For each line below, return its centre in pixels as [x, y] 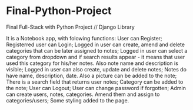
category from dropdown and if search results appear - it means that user [96, 57]
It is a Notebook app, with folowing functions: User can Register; [84, 38]
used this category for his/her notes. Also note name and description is [92, 63]
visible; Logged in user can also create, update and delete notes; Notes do [96, 69]
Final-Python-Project [59, 11]
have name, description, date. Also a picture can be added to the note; [91, 75]
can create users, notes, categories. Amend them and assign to [83, 94]
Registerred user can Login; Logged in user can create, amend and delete [96, 44]
